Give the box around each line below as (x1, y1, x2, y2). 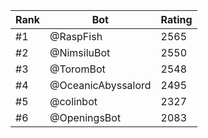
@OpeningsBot (49, 111, 122, 124)
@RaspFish (49, 30, 103, 43)
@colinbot (49, 95, 98, 108)
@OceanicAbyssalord (49, 79, 152, 92)
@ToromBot (49, 62, 106, 76)
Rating (160, 13, 193, 26)
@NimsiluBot (49, 46, 111, 59)
